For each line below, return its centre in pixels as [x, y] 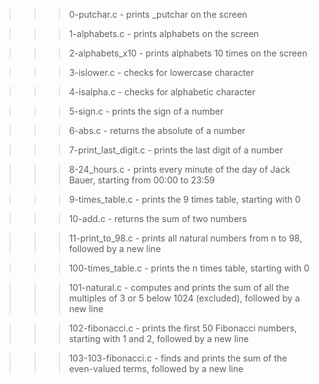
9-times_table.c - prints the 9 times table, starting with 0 [184, 199]
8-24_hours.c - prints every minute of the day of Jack [179, 169]
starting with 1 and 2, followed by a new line [158, 338]
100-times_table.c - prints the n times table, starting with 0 [189, 268]
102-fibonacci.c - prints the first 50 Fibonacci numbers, [182, 328]
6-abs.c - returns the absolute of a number [157, 130]
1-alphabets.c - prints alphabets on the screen [163, 33]
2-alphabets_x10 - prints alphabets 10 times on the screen [188, 53]
